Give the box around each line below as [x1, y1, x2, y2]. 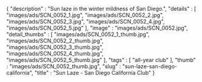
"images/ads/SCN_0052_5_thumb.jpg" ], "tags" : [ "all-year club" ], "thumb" [6, 57, 197, 63]
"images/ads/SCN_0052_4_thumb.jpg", [6, 50, 104, 57]
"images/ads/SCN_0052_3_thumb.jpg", [6, 43, 103, 51]
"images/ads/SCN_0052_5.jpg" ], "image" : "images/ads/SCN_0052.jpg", [6, 24, 188, 31]
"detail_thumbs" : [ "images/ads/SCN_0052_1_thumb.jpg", [6, 31, 150, 38]
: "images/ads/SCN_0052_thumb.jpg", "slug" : [6, 63, 122, 70]
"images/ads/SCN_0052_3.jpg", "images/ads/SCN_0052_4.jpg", [6, 18, 165, 25]
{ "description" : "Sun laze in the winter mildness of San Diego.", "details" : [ [6, 5, 197, 12]
